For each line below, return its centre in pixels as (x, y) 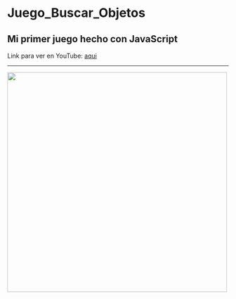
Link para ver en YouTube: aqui (52, 56)
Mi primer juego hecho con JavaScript (92, 39)
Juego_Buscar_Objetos (77, 13)
